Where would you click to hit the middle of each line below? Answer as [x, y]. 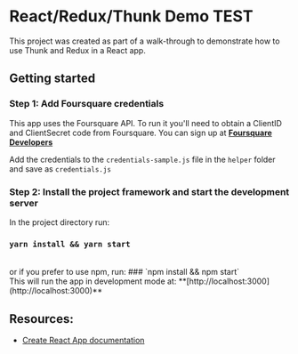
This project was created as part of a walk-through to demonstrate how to [145, 41]
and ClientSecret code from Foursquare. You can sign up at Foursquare [141, 133]
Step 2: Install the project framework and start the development [149, 191]
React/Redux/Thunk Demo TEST [131, 16]
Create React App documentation [83, 341]
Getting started [52, 79]
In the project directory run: [60, 222]
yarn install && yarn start [70, 244]
